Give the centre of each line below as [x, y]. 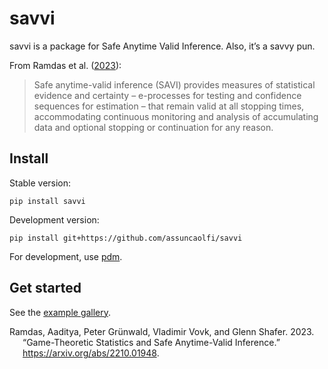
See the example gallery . [60, 312]
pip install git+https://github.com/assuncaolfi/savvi [126, 238]
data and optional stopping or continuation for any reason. [153, 127]
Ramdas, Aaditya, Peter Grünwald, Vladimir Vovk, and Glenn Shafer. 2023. [162, 331]
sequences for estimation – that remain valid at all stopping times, [169, 106]
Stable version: [40, 183]
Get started [45, 288]
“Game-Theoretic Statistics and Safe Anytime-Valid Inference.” [151, 342]
